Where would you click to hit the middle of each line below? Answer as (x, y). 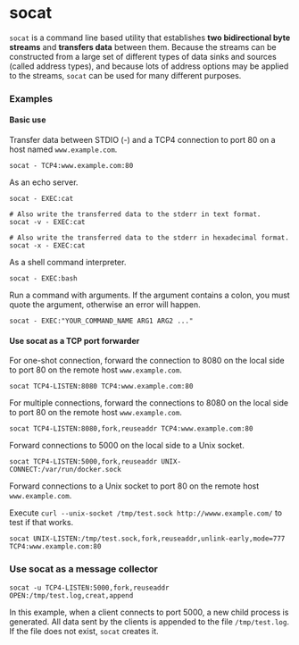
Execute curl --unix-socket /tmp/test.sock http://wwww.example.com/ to (146, 513)
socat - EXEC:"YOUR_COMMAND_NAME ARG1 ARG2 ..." (101, 321)
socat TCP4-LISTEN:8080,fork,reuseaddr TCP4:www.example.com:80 (131, 429)
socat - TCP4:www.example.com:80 (71, 166)
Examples (31, 98)
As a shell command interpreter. (68, 263)
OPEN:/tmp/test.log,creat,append (71, 595)
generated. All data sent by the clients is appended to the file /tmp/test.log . (149, 621)
